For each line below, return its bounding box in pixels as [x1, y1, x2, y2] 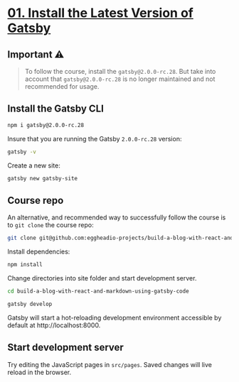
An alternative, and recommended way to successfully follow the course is [7, 213, 226, 222]
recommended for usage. [24, 82, 100, 90]
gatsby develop [7, 300, 53, 307]
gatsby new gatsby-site [7, 175, 78, 182]
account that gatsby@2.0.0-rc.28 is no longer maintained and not [24, 75, 216, 83]
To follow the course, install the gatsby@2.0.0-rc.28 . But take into [24, 67, 216, 75]
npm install [7, 261, 43, 268]
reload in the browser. [7, 368, 72, 376]
